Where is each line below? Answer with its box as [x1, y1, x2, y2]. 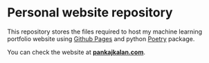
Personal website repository [7, 5, 173, 21]
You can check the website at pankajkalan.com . [7, 48, 145, 56]
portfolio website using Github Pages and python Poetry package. [7, 34, 195, 42]
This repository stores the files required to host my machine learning [7, 27, 203, 36]
